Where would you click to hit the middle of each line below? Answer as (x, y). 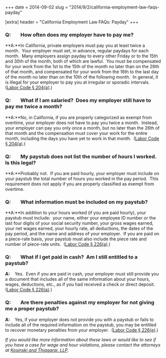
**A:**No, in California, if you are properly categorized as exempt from (79, 117)
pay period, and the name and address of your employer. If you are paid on (82, 234)
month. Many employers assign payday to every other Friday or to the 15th (82, 56)
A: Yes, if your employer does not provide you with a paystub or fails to (80, 319)
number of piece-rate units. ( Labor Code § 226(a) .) (58, 244)
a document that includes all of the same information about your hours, (78, 279)
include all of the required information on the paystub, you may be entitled (81, 325)
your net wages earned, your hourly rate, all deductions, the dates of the (79, 228)
